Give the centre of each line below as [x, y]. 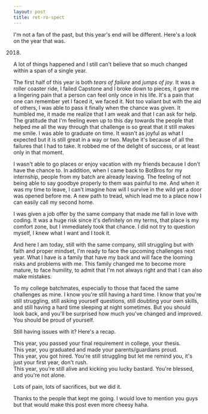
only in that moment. [39, 152]
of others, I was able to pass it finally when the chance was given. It [97, 107]
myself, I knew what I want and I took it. [62, 233]
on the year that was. [40, 41]
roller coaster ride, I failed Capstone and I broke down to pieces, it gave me [106, 88]
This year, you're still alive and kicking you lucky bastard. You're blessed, [104, 368]
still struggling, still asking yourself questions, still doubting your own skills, [106, 301]
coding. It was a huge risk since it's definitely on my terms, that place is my [106, 220]
